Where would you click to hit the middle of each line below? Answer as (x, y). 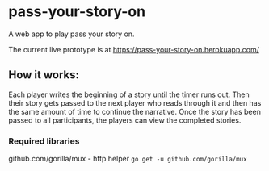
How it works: (44, 75)
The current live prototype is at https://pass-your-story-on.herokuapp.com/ (134, 49)
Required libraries (44, 141)
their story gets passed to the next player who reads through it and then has (135, 102)
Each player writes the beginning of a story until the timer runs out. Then (129, 94)
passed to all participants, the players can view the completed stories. (125, 120)
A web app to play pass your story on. (71, 34)
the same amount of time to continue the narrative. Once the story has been (134, 111)
